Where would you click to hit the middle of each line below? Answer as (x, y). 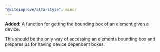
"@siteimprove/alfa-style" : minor (41, 10)
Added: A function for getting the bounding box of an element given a (77, 24)
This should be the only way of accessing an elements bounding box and (80, 39)
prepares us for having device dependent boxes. (55, 44)
